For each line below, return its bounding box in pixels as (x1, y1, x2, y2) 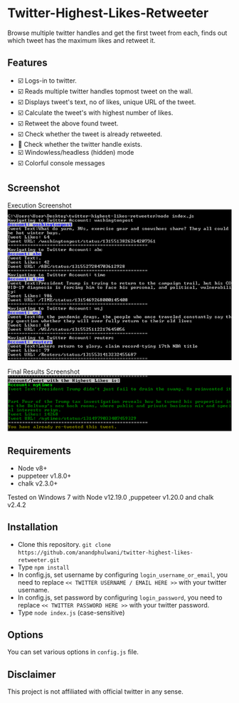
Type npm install (17, 563, 70, 571)
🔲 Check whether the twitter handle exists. (17, 140, 142, 148)
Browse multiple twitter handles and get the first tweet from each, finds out (7, 29, 228, 37)
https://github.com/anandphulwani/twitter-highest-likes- (17, 549, 193, 556)
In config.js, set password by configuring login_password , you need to (17, 593, 223, 602)
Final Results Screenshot (7, 367, 80, 376)
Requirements (7, 445, 71, 457)
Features (7, 57, 48, 69)
